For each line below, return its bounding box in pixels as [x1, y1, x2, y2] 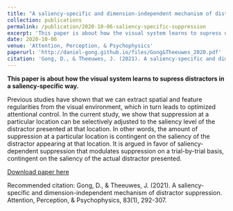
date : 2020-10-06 [7, 36, 58, 43]
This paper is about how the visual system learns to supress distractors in [7, 74, 225, 83]
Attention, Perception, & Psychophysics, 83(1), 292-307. [7, 196, 167, 204]
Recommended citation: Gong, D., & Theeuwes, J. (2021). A [7, 181, 177, 189]
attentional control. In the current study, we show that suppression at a [7, 110, 209, 118]
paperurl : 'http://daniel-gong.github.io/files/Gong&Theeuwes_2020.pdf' [7, 49, 222, 56]
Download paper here [7, 167, 69, 176]
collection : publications [7, 17, 82, 24]
